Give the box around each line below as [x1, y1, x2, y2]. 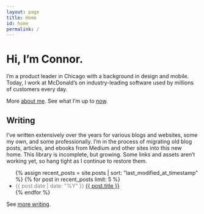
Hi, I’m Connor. [6, 53, 84, 66]
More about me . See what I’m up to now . [6, 97, 108, 105]
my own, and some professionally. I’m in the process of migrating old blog [6, 138, 192, 145]
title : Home [6, 15, 37, 21]
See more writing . [6, 201, 51, 208]
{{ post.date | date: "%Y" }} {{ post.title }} [15, 182, 120, 190]
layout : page [6, 9, 40, 15]
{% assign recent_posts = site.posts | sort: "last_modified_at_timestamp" [15, 169, 199, 176]
